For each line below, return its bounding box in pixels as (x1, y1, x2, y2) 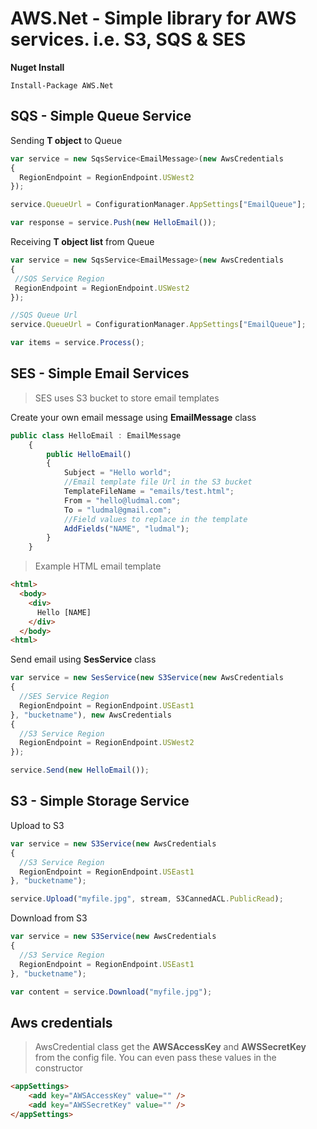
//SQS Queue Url (10, 310, 78, 321)
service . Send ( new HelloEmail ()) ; (10, 765, 150, 776)
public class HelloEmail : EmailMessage (10, 430, 182, 441)
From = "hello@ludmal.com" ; (63, 495, 182, 506)
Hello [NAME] (36, 607, 92, 617)
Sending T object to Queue (10, 134, 123, 146)
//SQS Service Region (14, 273, 105, 284)
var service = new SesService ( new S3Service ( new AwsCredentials (10, 673, 284, 683)
